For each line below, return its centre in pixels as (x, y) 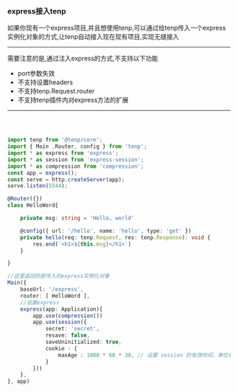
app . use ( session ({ (60, 322)
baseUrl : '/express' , (52, 289)
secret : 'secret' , (72, 329)
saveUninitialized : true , (83, 342)
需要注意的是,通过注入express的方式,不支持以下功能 (83, 59)
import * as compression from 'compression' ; (75, 166)
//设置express (40, 302)
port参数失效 (36, 74)
